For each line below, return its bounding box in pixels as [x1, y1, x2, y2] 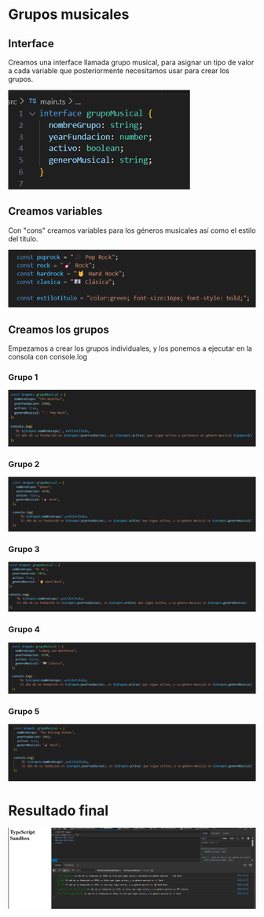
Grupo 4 [8, 624, 41, 635]
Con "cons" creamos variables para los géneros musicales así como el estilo [8, 226, 256, 235]
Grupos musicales [8, 6, 130, 24]
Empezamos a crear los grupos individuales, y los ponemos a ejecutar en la [8, 344, 253, 353]
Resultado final [8, 801, 109, 819]
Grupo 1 [8, 372, 38, 383]
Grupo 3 [8, 544, 40, 555]
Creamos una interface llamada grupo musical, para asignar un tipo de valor [8, 57, 255, 67]
